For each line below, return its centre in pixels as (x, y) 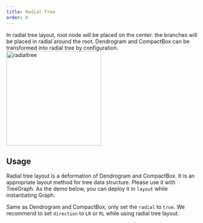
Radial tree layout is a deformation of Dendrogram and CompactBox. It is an (101, 176)
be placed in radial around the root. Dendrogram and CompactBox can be (98, 41)
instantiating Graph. (31, 195)
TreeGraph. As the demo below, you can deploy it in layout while (87, 189)
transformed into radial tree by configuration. (62, 48)
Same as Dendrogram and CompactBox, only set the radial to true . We (95, 207)
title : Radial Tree (31, 12)
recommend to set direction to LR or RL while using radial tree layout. (93, 213)
